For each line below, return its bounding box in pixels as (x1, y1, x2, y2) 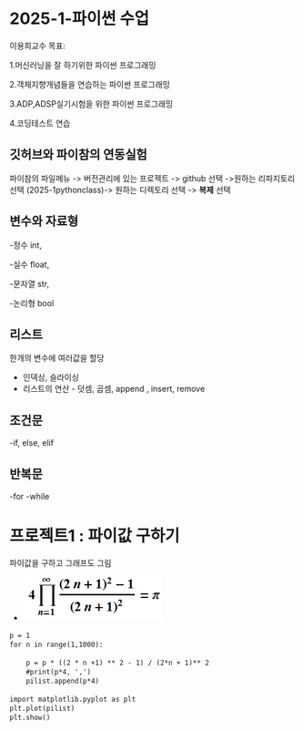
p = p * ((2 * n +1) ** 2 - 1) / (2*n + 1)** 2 (25, 658, 209, 667)
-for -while (9, 491, 50, 501)
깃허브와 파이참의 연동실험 (9, 147, 147, 162)
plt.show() (9, 713, 51, 722)
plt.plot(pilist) (9, 704, 76, 713)
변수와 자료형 (9, 213, 79, 229)
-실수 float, (9, 259, 50, 270)
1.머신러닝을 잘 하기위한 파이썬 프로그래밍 (9, 59, 157, 70)
